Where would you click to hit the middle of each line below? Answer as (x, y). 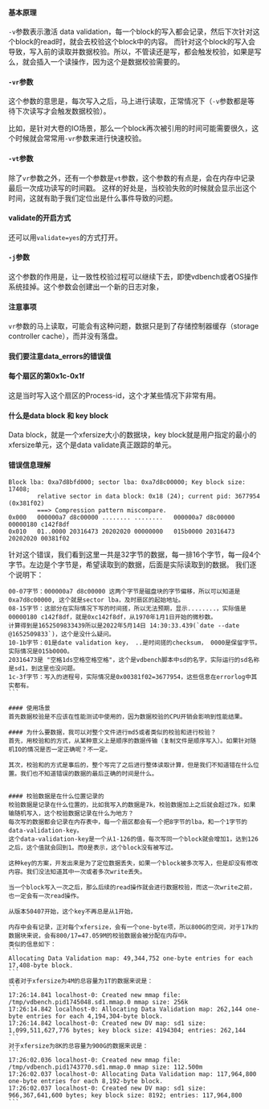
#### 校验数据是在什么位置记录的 (56, 797)
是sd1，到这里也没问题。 (44, 668)
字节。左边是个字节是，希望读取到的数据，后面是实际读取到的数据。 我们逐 (132, 565)
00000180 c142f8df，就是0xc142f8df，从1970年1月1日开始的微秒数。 (112, 617)
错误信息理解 (29, 465)
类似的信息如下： (33, 945)
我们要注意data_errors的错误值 (60, 356)
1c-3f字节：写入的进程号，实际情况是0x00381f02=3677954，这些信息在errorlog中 (130, 677)
